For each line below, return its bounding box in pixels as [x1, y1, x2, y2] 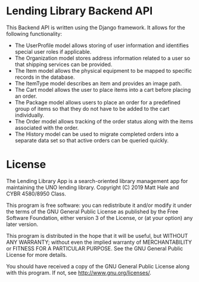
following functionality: [6, 30, 63, 37]
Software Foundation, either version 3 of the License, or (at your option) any [6, 214, 193, 221]
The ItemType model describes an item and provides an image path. [14, 79, 182, 87]
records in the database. [14, 73, 75, 80]
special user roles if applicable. [14, 48, 92, 55]
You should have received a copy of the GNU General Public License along [6, 262, 189, 269]
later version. [6, 221, 39, 228]
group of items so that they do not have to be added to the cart [14, 105, 170, 112]
